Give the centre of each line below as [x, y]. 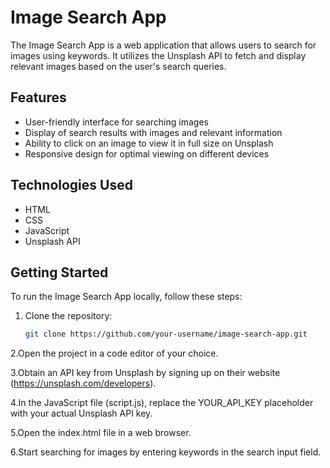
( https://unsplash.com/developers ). [83, 383]
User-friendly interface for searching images [116, 122]
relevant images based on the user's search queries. [118, 66]
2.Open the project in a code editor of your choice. [114, 353]
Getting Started [59, 272]
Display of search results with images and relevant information [153, 132]
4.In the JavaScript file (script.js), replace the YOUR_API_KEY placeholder [162, 403]
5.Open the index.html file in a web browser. [101, 433]
